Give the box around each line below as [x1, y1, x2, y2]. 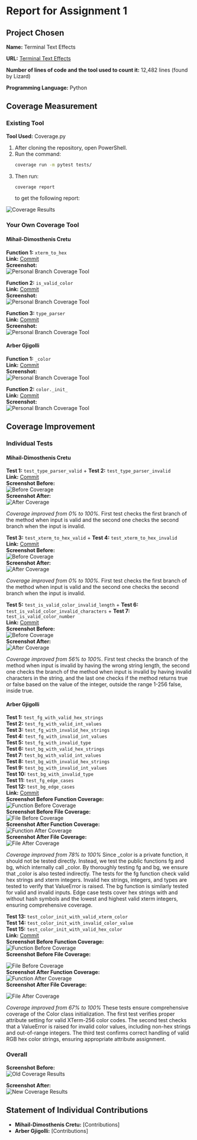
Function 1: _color [6, 355, 51, 362]
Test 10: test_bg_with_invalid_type [6, 770, 93, 777]
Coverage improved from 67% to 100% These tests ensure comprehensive [6, 1004, 189, 1011]
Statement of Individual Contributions [6, 1105, 148, 1115]
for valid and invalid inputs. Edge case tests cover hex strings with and [6, 889, 178, 896]
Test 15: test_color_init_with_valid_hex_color [6, 926, 122, 933]
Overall [6, 1051, 28, 1059]
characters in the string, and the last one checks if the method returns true [6, 674, 188, 682]
